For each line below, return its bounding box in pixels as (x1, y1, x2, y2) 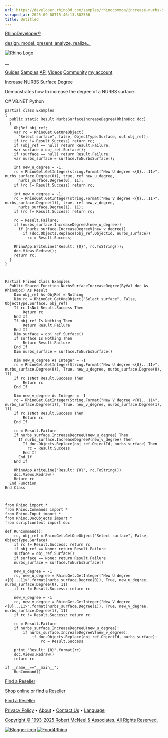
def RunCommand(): (5, 529, 43, 534)
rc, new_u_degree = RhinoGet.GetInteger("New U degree (14, 573, 131, 578)
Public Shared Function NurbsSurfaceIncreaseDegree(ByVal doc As (9, 284, 149, 289)
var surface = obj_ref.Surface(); (14, 147, 86, 153)
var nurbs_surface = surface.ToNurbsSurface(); (14, 156, 115, 161)
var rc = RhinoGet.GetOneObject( (14, 130, 84, 135)
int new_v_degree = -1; (14, 192, 64, 197)
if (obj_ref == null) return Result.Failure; (14, 143, 111, 148)
